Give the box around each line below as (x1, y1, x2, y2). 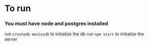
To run (4, 3, 31, 14)
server (4, 36, 18, 42)
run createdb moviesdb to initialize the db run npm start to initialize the (4, 31, 144, 37)
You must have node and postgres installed (4, 20, 108, 27)
